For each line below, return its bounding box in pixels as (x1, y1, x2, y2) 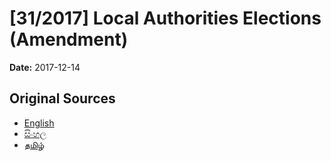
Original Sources (9, 90, 116, 107)
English (23, 117, 55, 129)
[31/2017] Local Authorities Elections (9, 7, 322, 30)
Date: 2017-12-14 (9, 61, 81, 73)
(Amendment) (9, 28, 129, 51)
